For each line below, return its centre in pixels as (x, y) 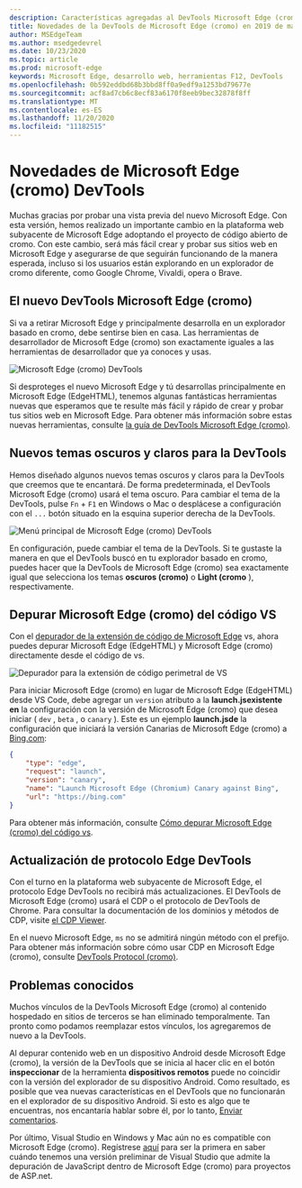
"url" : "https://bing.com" (76, 797)
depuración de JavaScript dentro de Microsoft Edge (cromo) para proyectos (150, 1166)
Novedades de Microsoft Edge (124, 171)
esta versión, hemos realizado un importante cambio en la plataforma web (147, 224)
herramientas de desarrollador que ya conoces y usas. (111, 352)
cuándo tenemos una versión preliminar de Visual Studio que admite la (140, 1157)
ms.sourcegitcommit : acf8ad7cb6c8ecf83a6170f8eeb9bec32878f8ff (130, 93)
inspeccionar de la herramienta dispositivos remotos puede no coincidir (145, 1073)
